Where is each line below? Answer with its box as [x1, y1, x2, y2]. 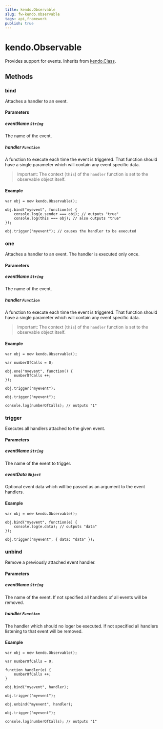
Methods [5, 72, 33, 81]
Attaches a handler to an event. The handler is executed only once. [5, 251, 140, 257]
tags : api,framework [5, 16, 47, 21]
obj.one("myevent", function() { [5, 369, 73, 374]
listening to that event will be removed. [5, 628, 83, 634]
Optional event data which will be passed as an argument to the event [5, 484, 145, 490]
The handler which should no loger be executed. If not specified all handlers [5, 623, 159, 629]
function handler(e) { [5, 667, 51, 672]
